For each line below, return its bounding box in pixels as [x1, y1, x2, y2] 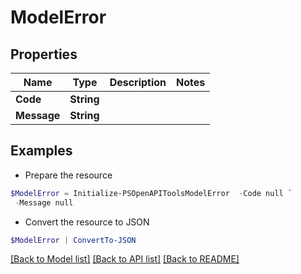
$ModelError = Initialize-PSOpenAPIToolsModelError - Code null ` [10, 188, 293, 198]
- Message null [14, 197, 74, 208]
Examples [10, 142, 73, 160]
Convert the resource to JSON [24, 216, 150, 228]
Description [109, 76, 167, 89]
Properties [10, 46, 78, 63]
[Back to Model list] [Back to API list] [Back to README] [10, 253, 240, 265]
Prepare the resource [24, 169, 113, 181]
